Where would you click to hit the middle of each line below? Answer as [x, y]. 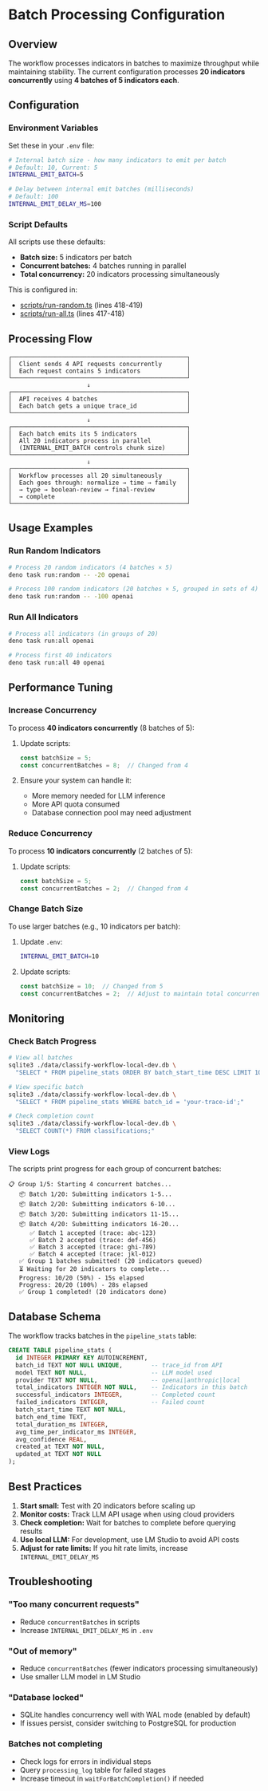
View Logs [29, 1151]
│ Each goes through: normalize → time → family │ [100, 483]
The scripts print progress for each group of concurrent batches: [115, 1169]
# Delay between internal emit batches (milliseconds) [101, 189]
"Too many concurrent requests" [74, 1604]
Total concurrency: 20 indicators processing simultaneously [120, 274]
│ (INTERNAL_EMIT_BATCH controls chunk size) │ [100, 448]
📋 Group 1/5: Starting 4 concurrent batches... [90, 1185]
